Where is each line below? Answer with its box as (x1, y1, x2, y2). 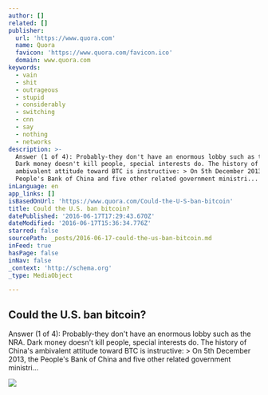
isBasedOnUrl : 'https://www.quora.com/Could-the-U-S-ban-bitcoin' (8, 197, 234, 205)
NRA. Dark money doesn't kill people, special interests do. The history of (8, 338, 247, 347)
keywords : (8, 64, 41, 72)
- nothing (15, 130, 48, 138)
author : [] (8, 11, 45, 20)
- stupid (15, 93, 45, 101)
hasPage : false (8, 249, 59, 257)
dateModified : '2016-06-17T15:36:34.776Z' (8, 219, 152, 227)
